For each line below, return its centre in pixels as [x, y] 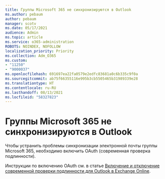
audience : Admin [22, 33]
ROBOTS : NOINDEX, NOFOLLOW [33, 46]
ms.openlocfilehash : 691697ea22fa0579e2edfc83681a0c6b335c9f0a [72, 74]
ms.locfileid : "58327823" [32, 97]
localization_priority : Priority [40, 51]
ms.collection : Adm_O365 [31, 56]
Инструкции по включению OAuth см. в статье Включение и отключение [82, 166]
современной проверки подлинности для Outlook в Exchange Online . [78, 171]
